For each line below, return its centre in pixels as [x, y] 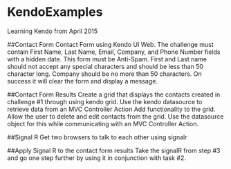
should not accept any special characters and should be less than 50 [105, 66]
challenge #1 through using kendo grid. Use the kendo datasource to [105, 101]
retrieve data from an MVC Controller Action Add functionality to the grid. [111, 109]
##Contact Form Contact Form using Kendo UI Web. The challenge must [111, 44]
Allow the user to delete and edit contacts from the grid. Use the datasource [115, 116]
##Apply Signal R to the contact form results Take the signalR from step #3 [114, 150]
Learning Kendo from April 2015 [53, 31]
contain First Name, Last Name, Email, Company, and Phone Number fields [114, 52]
